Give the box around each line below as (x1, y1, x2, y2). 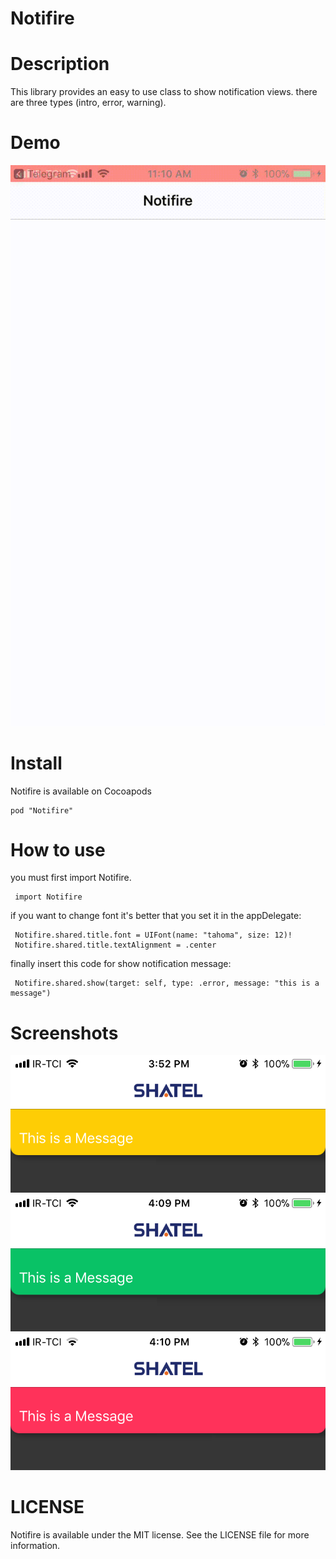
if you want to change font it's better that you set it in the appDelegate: (10, 910, 302, 922)
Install (10, 752, 63, 774)
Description (10, 53, 110, 76)
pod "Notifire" (10, 805, 74, 816)
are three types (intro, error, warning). (10, 97, 167, 109)
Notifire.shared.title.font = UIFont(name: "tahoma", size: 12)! (14, 930, 293, 941)
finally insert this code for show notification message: (10, 958, 232, 970)
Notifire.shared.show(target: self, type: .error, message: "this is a (14, 978, 320, 989)
